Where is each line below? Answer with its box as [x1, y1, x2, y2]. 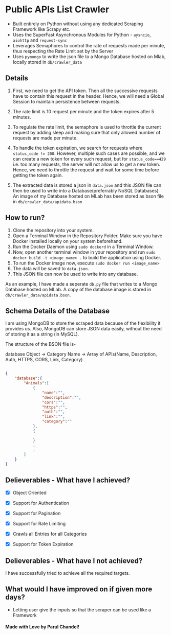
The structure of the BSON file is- [5, 341, 76, 347]
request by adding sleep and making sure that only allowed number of [12, 129, 161, 135]
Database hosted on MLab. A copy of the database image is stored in [5, 286, 152, 292]
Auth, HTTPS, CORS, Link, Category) [5, 357, 83, 363]
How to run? [5, 214, 45, 222]
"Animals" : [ [24, 381, 50, 386]
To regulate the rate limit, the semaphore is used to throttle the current [12, 124, 161, 130]
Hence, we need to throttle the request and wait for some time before [12, 166, 159, 173]
